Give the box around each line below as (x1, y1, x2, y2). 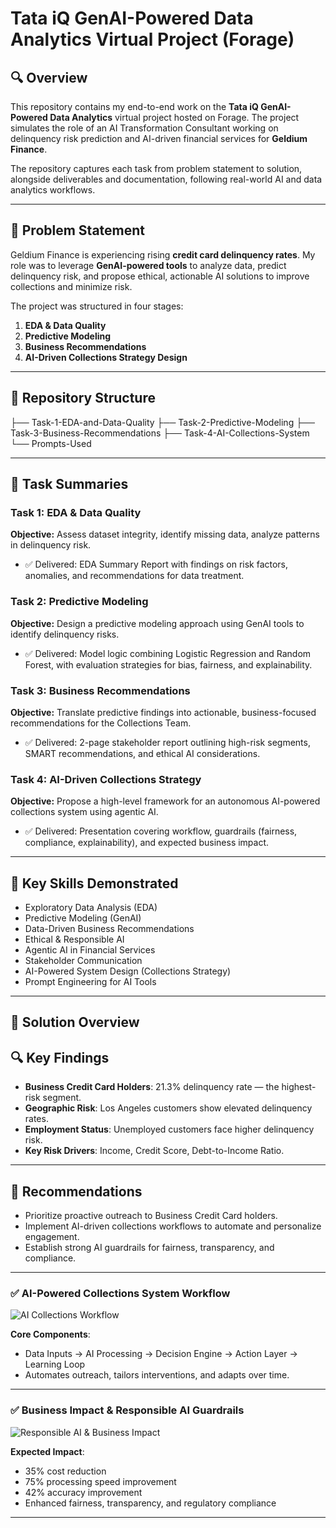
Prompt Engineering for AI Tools (24, 976, 157, 988)
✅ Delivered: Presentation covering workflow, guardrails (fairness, (24, 825, 298, 837)
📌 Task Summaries (10, 476, 129, 493)
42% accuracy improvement (24, 1486, 143, 1498)
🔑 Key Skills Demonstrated (10, 875, 179, 892)
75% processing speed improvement (24, 1475, 177, 1487)
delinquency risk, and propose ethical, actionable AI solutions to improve (10, 270, 310, 282)
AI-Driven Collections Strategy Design (24, 351, 188, 363)
